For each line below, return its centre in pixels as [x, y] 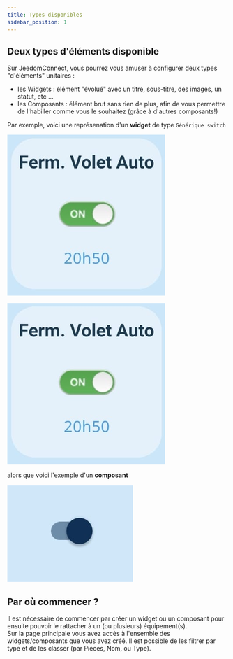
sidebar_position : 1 [37, 22]
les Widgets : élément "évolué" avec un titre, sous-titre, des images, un [119, 89]
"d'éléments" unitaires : [41, 76]
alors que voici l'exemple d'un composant [68, 475]
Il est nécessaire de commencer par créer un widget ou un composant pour [116, 618]
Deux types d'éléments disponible [83, 51]
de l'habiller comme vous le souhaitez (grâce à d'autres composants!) [118, 111]
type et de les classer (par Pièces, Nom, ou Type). [79, 649]
